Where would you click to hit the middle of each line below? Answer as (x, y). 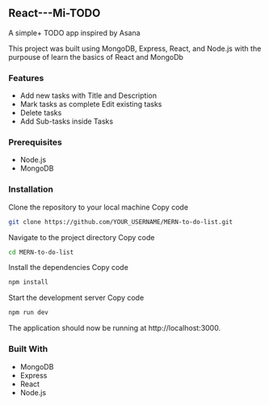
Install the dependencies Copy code (69, 268)
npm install (28, 282)
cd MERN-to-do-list (41, 252)
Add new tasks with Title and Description (88, 95)
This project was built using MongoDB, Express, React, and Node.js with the (135, 49)
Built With (28, 349)
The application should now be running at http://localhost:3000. (114, 328)
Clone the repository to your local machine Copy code (98, 207)
